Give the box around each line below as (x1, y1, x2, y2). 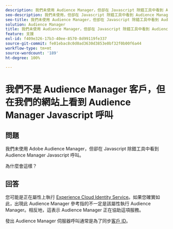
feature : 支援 (5, 31, 34, 36)
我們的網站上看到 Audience (14, 96, 131, 108)
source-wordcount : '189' (5, 50, 59, 55)
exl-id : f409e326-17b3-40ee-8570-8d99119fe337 (5, 36, 107, 42)
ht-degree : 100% (5, 55, 40, 61)
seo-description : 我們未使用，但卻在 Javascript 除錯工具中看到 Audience (5, 12, 154, 17)
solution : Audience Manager (5, 22, 66, 27)
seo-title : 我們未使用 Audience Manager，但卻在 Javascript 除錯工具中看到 (5, 17, 159, 22)
